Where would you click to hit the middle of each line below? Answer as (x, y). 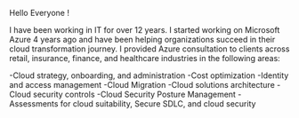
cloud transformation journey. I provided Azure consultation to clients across (149, 49)
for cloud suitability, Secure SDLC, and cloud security (158, 104)
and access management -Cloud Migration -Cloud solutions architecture (142, 85)
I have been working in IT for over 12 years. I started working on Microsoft (145, 30)
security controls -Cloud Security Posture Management (134, 94)
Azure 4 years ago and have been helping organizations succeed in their (142, 39)
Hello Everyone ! (39, 13)
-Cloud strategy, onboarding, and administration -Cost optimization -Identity (149, 75)
